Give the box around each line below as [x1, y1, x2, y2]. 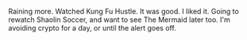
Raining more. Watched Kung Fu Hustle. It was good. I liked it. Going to [8, 7, 240, 16]
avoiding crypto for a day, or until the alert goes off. [8, 24, 176, 32]
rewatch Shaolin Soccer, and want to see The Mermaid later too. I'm [8, 15, 230, 24]
